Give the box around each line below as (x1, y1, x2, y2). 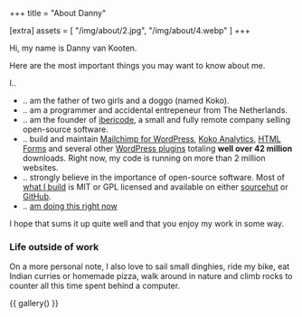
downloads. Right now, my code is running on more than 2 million (22, 153, 266, 163)
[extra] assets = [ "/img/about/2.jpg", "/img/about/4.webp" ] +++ (9, 25, 251, 35)
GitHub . (22, 191, 52, 201)
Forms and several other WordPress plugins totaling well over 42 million (22, 144, 293, 154)
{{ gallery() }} (9, 298, 59, 309)
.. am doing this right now (22, 200, 118, 211)
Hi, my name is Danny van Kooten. (9, 42, 137, 53)
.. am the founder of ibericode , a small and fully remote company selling (22, 115, 291, 125)
